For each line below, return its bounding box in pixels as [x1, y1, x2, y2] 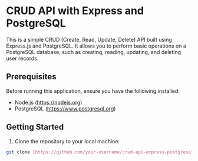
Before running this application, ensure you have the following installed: [6, 87, 180, 95]
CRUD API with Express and [6, 4, 144, 18]
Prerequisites [6, 72, 57, 82]
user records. [6, 55, 39, 62]
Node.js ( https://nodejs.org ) [14, 99, 82, 106]
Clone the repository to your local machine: [14, 137, 120, 145]
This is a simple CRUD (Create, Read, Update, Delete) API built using [6, 36, 172, 43]
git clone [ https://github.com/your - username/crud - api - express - [6, 149, 167, 155]
